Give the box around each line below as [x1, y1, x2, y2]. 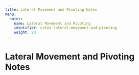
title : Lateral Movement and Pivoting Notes [5, 7, 97, 12]
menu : [5, 12, 16, 17]
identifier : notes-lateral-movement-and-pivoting [14, 25, 117, 30]
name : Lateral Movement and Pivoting [14, 21, 91, 26]
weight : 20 [14, 30, 36, 35]
